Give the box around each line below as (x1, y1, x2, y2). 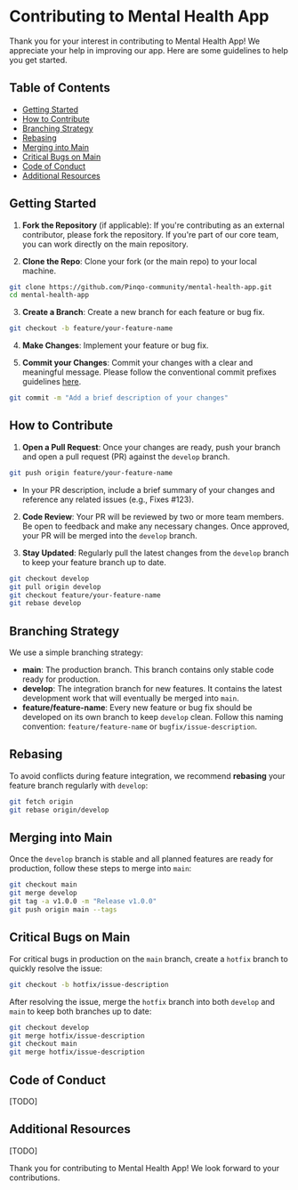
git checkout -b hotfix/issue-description (9, 980, 169, 989)
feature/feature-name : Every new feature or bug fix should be (21, 702, 253, 713)
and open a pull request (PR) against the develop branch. (21, 451, 230, 462)
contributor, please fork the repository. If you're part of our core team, (21, 229, 279, 239)
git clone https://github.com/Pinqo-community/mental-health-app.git (9, 282, 273, 291)
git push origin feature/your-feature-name (9, 468, 173, 477)
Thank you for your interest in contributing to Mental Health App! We (9, 36, 261, 46)
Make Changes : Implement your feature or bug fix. (21, 340, 209, 351)
